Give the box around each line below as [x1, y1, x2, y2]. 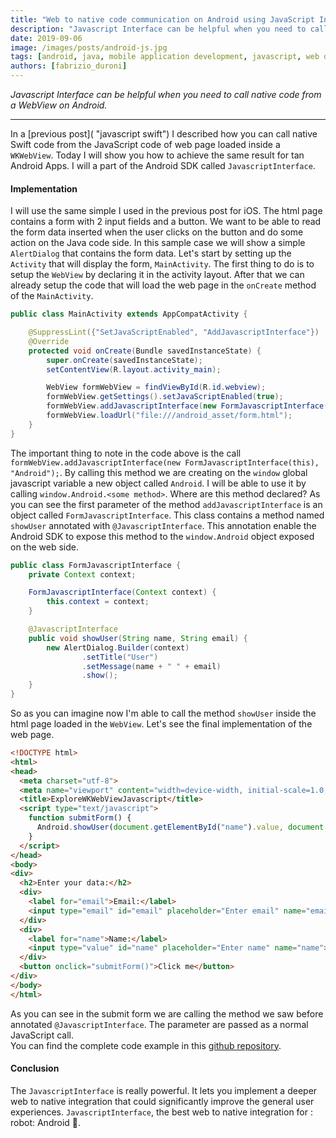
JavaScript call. [10, 1029, 74, 1041]
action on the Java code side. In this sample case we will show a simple [10, 237, 306, 249]
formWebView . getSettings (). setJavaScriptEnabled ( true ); [46, 392, 284, 402]
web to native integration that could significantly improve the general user [10, 1095, 315, 1107]
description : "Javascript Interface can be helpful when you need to [10, 24, 307, 34]
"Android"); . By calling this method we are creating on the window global [10, 466, 308, 478]
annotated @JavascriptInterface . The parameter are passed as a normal [10, 1018, 309, 1030]
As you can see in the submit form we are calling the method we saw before [10, 1007, 324, 1020]
